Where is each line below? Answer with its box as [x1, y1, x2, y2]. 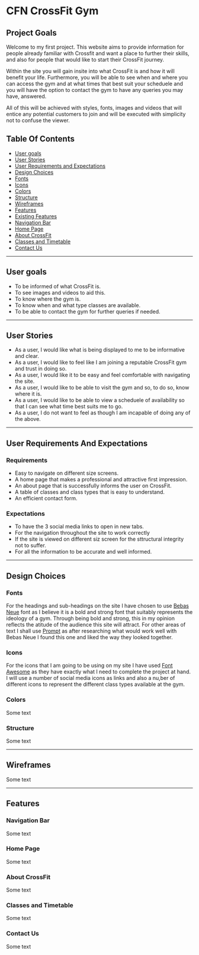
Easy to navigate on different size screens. [14, 469, 119, 477]
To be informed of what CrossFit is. [14, 283, 101, 290]
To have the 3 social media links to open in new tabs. [14, 523, 144, 530]
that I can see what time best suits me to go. [14, 403, 123, 410]
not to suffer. [14, 542, 46, 549]
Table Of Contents [6, 134, 75, 144]
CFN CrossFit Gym [6, 4, 99, 18]
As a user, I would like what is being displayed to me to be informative [14, 346, 185, 353]
